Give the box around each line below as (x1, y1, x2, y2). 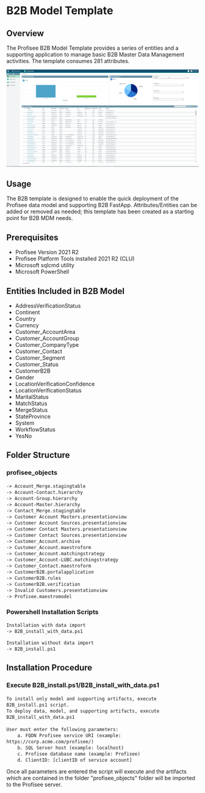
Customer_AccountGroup (15, 335, 79, 342)
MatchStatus (15, 400, 48, 408)
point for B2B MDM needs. (6, 214, 73, 222)
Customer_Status (15, 361, 59, 368)
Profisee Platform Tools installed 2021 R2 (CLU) (15, 255, 135, 262)
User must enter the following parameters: (6, 726, 119, 732)
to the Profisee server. (6, 781, 62, 788)
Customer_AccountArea (15, 328, 76, 336)
